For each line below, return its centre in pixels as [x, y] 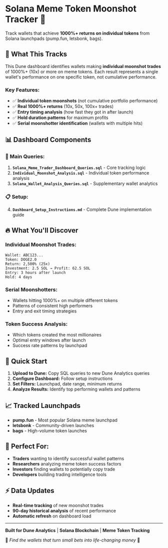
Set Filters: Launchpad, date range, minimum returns [67, 384]
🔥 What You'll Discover [42, 230]
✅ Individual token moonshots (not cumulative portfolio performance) [85, 101]
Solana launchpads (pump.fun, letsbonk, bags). [54, 38]
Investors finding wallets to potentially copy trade [64, 469]
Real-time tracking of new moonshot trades [58, 505]
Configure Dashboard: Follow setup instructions [62, 378]
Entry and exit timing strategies [44, 311]
